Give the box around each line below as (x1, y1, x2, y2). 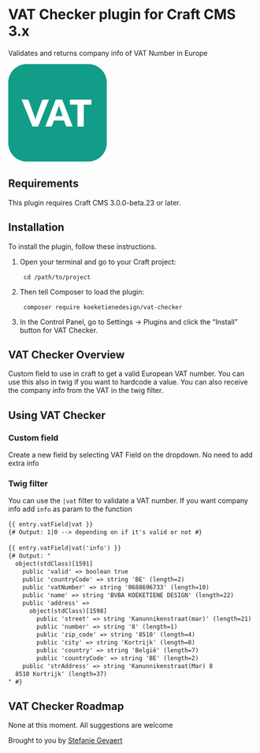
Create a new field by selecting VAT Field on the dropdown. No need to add (8, 451, 254, 460)
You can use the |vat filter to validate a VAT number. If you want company (8, 496, 248, 506)
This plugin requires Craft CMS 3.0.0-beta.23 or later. (8, 198, 181, 207)
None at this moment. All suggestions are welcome (8, 721, 173, 730)
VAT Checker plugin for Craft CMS (8, 6, 236, 24)
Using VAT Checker (8, 408, 106, 422)
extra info (8, 458, 39, 468)
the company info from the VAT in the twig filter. (8, 386, 164, 395)
